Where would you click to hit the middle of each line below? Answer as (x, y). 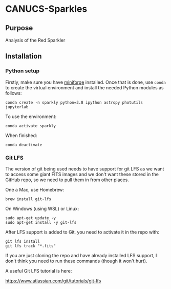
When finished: (21, 135)
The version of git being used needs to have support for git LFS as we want (85, 169)
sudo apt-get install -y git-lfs (41, 222)
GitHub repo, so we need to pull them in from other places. (67, 180)
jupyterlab (17, 107)
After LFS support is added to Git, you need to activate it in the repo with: (82, 232)
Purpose (19, 28)
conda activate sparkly (31, 126)
